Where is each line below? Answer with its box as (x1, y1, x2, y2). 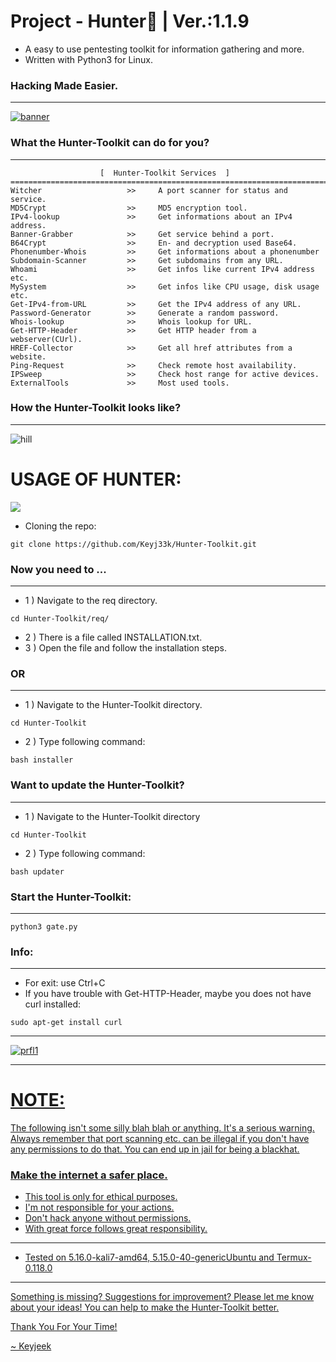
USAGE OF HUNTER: (10, 468, 182, 491)
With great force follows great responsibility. (24, 1223, 208, 1235)
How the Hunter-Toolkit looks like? (10, 401, 182, 415)
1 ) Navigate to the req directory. (24, 595, 158, 607)
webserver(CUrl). (10, 334, 83, 344)
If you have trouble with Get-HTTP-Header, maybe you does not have (24, 988, 312, 1000)
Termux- (276, 1251, 312, 1264)
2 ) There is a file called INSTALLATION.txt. (24, 631, 203, 644)
